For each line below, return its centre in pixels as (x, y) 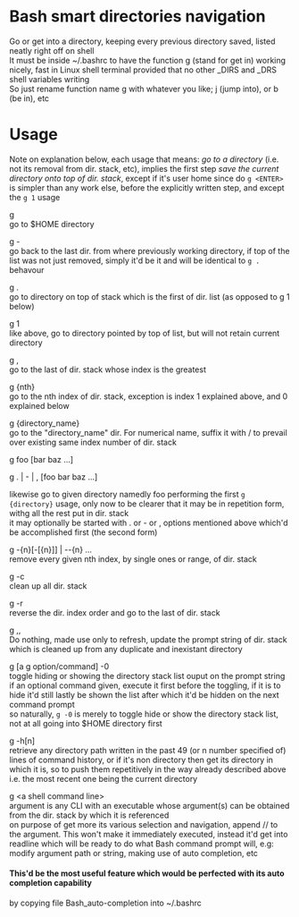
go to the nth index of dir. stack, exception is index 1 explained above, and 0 (149, 396)
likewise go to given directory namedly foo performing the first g (127, 494)
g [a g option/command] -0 (59, 666)
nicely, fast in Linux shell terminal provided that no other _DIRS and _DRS (143, 70)
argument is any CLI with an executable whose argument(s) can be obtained (149, 805)
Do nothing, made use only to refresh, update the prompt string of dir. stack (148, 639)
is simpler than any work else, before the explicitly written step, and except (147, 187)
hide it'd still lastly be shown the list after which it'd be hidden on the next (144, 694)
